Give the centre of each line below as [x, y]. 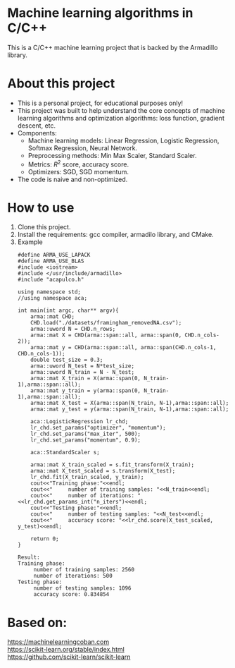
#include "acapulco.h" [51, 280]
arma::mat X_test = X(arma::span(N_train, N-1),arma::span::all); [130, 403]
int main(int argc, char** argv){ [68, 311]
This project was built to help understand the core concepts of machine [121, 110]
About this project [61, 84]
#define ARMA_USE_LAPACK [54, 255]
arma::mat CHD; [53, 317]
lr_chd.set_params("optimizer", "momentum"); [99, 428]
